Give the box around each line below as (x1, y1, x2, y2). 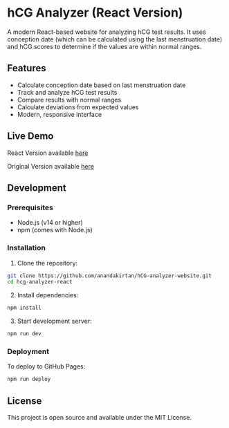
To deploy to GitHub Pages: (7, 362, 86, 371)
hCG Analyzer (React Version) (7, 5, 183, 21)
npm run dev (7, 331, 42, 337)
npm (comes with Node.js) (17, 226, 93, 234)
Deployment (7, 346, 50, 356)
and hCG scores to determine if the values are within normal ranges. (7, 42, 202, 50)
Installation (7, 243, 46, 253)
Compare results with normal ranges (17, 95, 122, 104)
